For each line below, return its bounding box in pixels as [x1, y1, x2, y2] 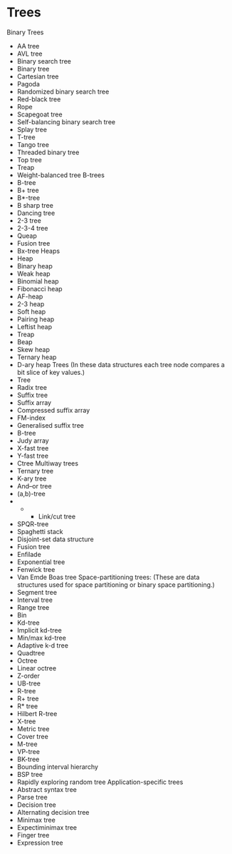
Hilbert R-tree [16, 709, 58, 718]
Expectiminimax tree [16, 823, 78, 832]
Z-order [16, 671, 40, 680]
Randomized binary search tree [16, 87, 110, 96]
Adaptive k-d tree [16, 640, 69, 650]
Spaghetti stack [16, 527, 63, 536]
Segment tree [16, 588, 58, 596]
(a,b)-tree [16, 489, 46, 498]
